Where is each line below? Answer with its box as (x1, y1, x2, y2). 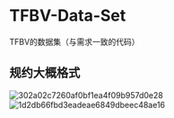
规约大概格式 (9, 65, 81, 81)
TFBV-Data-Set (9, 5, 126, 26)
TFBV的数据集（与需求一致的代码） (9, 36, 141, 47)
